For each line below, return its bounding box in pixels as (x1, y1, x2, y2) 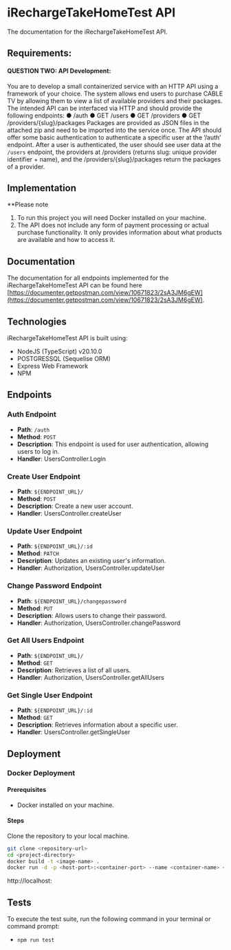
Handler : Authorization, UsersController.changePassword (16, 619, 181, 627)
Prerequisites (7, 786, 47, 794)
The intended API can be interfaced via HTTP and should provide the (7, 104, 203, 112)
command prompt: (7, 923, 60, 931)
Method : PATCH (16, 549, 60, 557)
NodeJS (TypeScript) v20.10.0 (16, 347, 102, 355)
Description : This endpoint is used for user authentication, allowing (16, 440, 209, 448)
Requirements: (7, 47, 72, 59)
